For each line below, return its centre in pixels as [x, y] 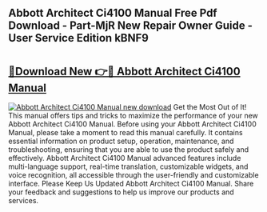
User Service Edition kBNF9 [79, 38]
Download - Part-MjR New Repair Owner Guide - [131, 26]
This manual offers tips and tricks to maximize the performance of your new [133, 116]
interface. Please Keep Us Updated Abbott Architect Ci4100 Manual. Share [131, 184]
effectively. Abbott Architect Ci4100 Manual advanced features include [125, 158]
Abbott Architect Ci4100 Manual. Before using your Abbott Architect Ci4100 [133, 124]
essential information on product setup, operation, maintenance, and [121, 141]
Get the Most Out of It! [210, 107]
